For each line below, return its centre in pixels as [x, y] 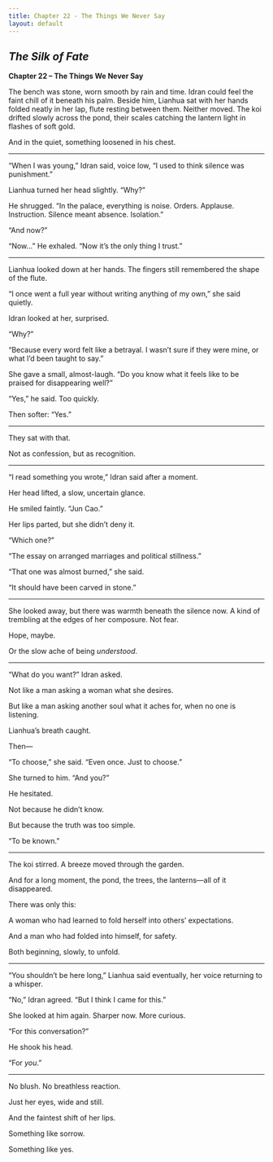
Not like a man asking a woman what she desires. [91, 691]
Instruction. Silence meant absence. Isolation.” [86, 215]
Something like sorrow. [47, 1133]
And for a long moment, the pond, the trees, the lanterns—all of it [117, 880]
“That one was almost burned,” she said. [76, 572]
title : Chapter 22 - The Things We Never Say [87, 16]
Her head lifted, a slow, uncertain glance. [77, 493]
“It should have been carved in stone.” [72, 588]
